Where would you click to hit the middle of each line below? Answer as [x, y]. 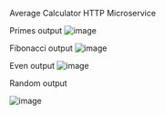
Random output [38, 83]
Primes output [36, 30]
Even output [32, 66]
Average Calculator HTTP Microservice [83, 13]
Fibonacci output [41, 48]
